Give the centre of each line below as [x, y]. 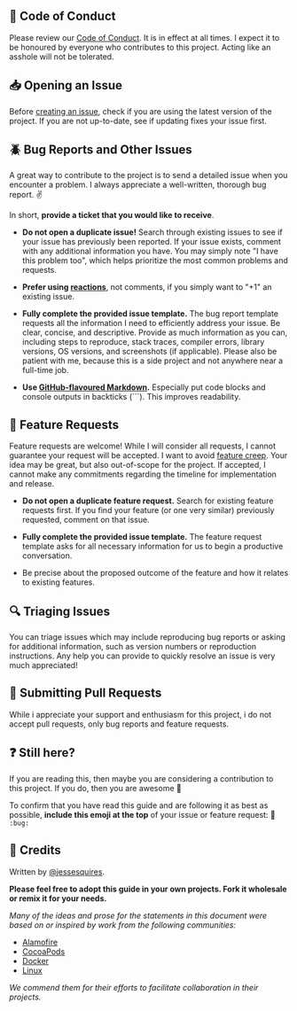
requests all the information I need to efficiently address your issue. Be [151, 323]
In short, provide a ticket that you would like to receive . [112, 215]
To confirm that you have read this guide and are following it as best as [139, 805]
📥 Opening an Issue [66, 86]
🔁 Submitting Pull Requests [86, 693]
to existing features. [59, 582]
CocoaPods [43, 951]
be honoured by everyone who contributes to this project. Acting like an [140, 47]
